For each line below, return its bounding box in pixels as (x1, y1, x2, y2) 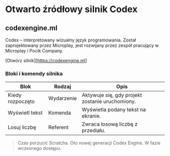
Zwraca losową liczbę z (81, 121, 138, 128)
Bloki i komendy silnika (5, 70, 63, 77)
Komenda (48, 110, 71, 117)
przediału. (81, 127, 105, 134)
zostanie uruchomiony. (81, 98, 136, 105)
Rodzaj (54, 83, 71, 90)
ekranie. (81, 113, 101, 120)
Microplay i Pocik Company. (5, 48, 64, 54)
